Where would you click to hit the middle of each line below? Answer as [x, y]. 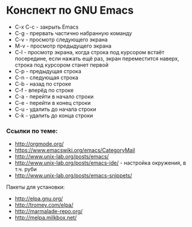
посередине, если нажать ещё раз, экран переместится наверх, [97, 58]
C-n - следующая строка [46, 77]
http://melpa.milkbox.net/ [46, 217]
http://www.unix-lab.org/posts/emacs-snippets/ [73, 176]
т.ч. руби [26, 169]
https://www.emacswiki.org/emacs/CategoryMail [75, 150]
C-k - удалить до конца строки [54, 115]
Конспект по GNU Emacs [70, 10]
